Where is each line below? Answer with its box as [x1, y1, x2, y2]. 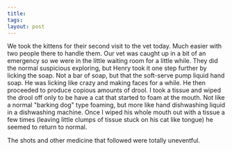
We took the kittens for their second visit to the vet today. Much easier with [7, 42, 222, 51]
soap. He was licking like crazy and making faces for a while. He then [7, 79, 206, 87]
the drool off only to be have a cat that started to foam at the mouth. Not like [7, 94, 225, 102]
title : [7, 10, 26, 17]
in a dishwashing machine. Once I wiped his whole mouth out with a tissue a [7, 108, 226, 116]
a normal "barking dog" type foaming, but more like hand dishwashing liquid [7, 101, 226, 109]
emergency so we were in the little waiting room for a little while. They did [7, 57, 218, 65]
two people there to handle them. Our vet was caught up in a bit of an [7, 49, 206, 57]
